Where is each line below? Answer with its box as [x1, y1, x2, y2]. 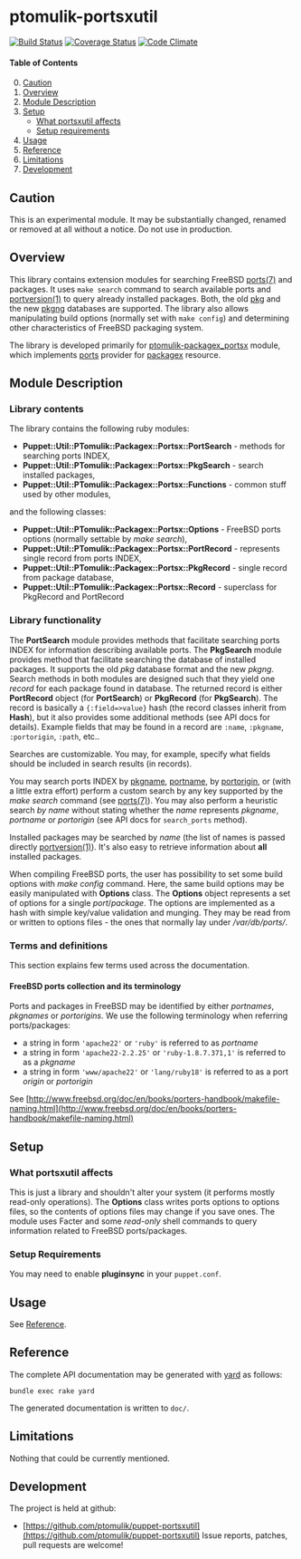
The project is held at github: [9, 1503, 117, 1514]
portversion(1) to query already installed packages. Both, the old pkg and [9, 293, 281, 304]
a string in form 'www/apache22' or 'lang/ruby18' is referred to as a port [22, 1066, 289, 1077]
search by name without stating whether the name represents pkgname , [9, 804, 279, 815]
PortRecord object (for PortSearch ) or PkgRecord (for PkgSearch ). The [9, 692, 278, 703]
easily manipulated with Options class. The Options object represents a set [9, 888, 291, 899]
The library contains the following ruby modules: [9, 423, 190, 434]
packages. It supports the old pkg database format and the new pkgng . [9, 663, 274, 674]
